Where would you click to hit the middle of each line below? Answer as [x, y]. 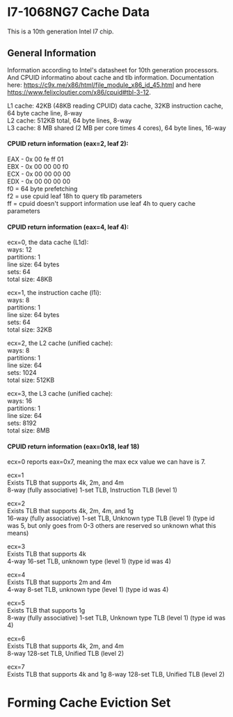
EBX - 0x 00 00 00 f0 [38, 166]
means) [18, 533]
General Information [52, 53]
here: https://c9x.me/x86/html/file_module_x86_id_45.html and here [104, 85]
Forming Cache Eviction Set [89, 702]
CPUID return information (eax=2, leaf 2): [68, 144]
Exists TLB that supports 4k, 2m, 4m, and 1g [71, 511]
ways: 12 [20, 250]
